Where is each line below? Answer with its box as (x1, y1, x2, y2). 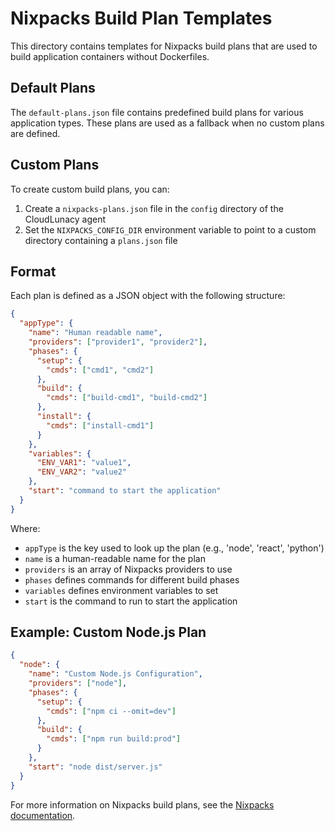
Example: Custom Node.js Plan (10, 624, 207, 641)
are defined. (10, 127, 61, 139)
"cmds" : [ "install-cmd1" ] (46, 420, 155, 431)
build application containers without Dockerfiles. (10, 50, 210, 62)
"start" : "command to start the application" (28, 486, 222, 496)
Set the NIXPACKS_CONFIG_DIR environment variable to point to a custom (24, 223, 317, 236)
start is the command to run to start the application (24, 595, 238, 607)
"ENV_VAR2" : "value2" (36, 467, 128, 477)
